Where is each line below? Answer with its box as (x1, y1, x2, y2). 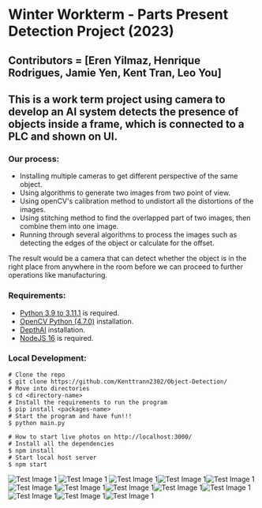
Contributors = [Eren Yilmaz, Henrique (8, 54, 201, 67)
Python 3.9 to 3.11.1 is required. (19, 308, 120, 317)
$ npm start (8, 460, 47, 469)
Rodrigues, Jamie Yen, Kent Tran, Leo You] (8, 65, 223, 80)
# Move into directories (8, 384, 90, 392)
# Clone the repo (8, 371, 65, 379)
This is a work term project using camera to (8, 92, 226, 106)
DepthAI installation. (19, 325, 85, 334)
